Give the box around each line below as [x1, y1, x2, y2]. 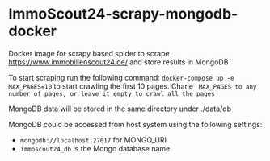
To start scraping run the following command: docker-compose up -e [8, 72, 234, 82]
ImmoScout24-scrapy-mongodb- [8, 5, 238, 23]
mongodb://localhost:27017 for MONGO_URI [19, 134, 167, 145]
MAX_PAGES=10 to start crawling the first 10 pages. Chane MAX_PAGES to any [8, 81, 257, 91]
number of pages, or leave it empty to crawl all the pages [8, 89, 216, 97]
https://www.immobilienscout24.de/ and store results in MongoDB [8, 57, 229, 67]
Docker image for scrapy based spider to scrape [8, 48, 170, 58]
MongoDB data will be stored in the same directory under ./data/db [8, 104, 232, 114]
